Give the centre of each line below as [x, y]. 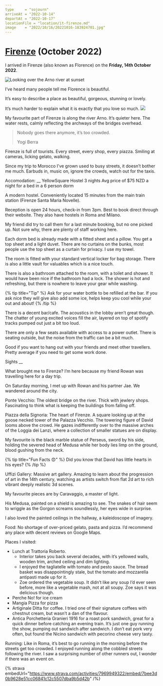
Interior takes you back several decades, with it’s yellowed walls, [84, 557]
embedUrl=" [18, 673]
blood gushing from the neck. [35, 450]
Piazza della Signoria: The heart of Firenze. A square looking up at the [75, 415]
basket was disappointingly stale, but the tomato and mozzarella [84, 572]
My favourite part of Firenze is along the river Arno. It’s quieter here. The [78, 118]
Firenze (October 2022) [54, 52]
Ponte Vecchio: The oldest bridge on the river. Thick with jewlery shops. [77, 400]
